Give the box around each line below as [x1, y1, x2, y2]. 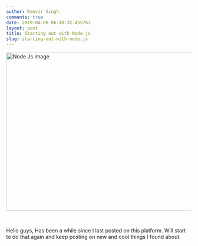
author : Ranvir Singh [6, 8, 60, 15]
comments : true [6, 14, 44, 20]
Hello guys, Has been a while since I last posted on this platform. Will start [6, 227, 186, 234]
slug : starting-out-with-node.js [6, 36, 88, 42]
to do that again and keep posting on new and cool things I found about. [6, 234, 181, 240]
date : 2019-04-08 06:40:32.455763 [6, 19, 91, 25]
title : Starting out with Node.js [6, 31, 91, 37]
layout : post [6, 25, 38, 31]
